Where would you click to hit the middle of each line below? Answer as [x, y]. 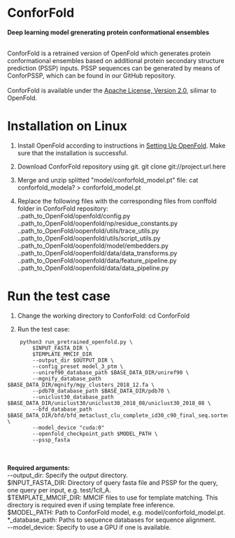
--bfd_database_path [62, 409]
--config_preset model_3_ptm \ [78, 366]
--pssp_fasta [51, 440]
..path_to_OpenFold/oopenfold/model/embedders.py [93, 246]
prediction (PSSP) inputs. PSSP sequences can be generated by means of [114, 68]
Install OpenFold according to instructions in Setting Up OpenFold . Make [121, 146]
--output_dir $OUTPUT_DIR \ [73, 360]
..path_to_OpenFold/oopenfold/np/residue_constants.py [98, 223]
